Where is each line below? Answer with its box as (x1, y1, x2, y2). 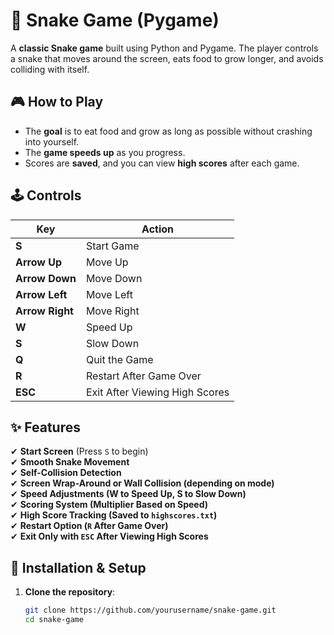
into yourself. (24, 135, 80, 148)
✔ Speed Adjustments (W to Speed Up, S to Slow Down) (10, 488, 247, 500)
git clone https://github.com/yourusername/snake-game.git (24, 605, 277, 616)
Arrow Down (15, 271, 77, 285)
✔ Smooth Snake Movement (10, 456, 130, 468)
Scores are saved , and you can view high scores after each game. (24, 157, 300, 169)
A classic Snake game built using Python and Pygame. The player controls (10, 42, 319, 54)
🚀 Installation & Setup (10, 559, 147, 576)
